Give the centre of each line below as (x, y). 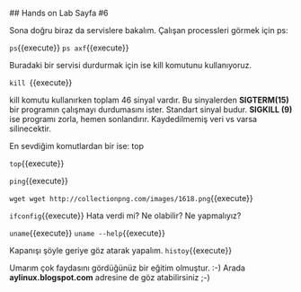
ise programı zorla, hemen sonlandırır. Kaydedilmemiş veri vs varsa (133, 119)
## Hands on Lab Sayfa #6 (59, 13)
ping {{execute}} (39, 181)
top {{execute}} (37, 164)
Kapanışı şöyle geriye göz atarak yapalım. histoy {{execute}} (120, 250)
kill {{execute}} (41, 83)
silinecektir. (31, 128)
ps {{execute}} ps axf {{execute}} (69, 48)
